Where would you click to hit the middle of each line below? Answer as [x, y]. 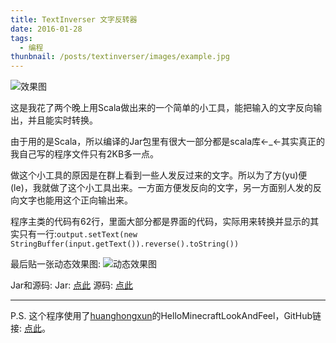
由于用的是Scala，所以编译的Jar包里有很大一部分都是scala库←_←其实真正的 [168, 142]
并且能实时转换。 [62, 120]
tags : [21, 38]
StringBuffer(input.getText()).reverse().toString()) [125, 244]
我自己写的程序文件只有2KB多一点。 [85, 154]
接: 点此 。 [30, 328]
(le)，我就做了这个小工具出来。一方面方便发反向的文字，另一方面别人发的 [161, 188]
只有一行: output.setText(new [78, 234]
